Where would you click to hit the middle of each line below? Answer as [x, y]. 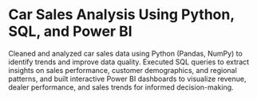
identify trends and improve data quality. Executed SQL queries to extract [129, 62]
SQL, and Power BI [71, 31]
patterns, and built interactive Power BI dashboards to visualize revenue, [127, 79]
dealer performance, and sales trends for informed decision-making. [121, 87]
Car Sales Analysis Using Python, [121, 15]
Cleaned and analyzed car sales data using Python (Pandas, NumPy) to [126, 53]
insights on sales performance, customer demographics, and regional [123, 70]
